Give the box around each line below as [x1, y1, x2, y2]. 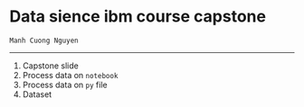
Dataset [22, 88, 52, 100]
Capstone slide [22, 60, 79, 71]
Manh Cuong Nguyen [9, 36, 79, 45]
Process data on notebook [22, 69, 119, 80]
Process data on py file [22, 79, 108, 90]
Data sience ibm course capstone [9, 6, 267, 27]
